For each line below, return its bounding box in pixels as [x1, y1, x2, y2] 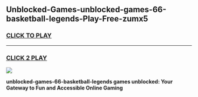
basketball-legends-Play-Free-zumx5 [6, 14, 148, 24]
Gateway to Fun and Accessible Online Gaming [6, 84, 123, 91]
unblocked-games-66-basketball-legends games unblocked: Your [6, 78, 173, 85]
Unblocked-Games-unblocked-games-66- [6, 5, 167, 15]
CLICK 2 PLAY [6, 53, 47, 62]
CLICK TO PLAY [6, 32, 52, 40]
